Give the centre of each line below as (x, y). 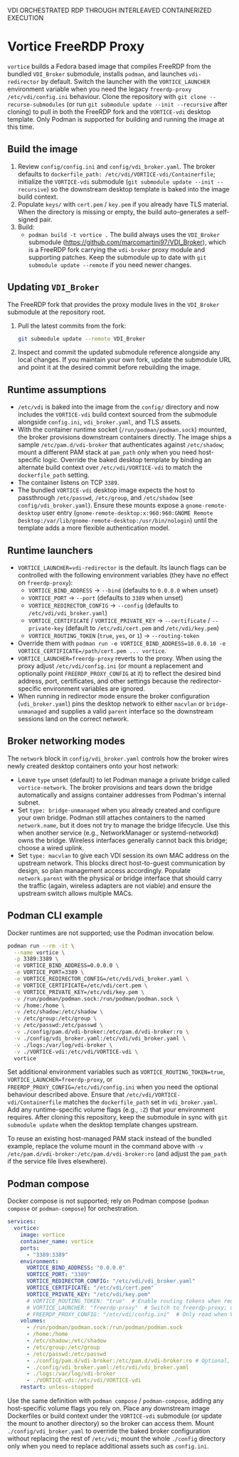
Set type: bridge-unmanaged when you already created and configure (119, 810)
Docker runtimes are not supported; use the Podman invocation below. (111, 933)
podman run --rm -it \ (41, 946)
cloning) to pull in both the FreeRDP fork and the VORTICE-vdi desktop (109, 111)
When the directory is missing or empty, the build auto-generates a (116, 211)
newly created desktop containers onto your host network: (93, 766)
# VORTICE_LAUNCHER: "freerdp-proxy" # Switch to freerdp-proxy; (127, 1307)
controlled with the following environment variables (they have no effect (123, 575)
